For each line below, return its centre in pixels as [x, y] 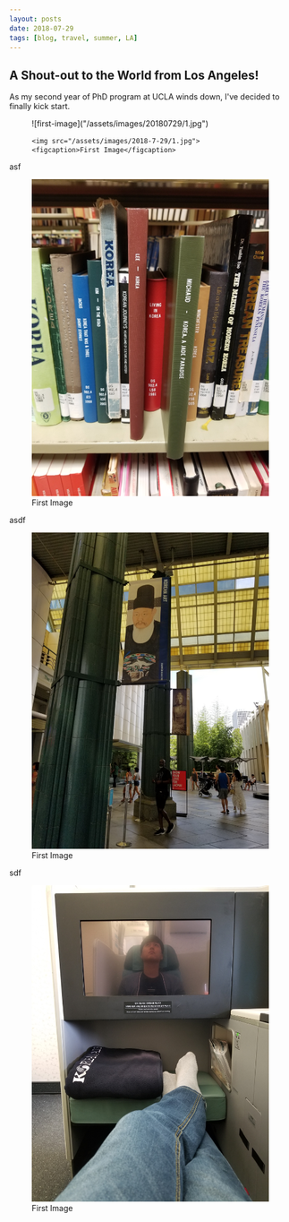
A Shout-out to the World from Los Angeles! [134, 75]
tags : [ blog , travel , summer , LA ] [74, 38]
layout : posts [36, 19]
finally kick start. [40, 107]
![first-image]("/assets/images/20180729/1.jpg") [120, 124]
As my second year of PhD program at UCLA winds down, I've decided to [144, 97]
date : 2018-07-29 [42, 28]
